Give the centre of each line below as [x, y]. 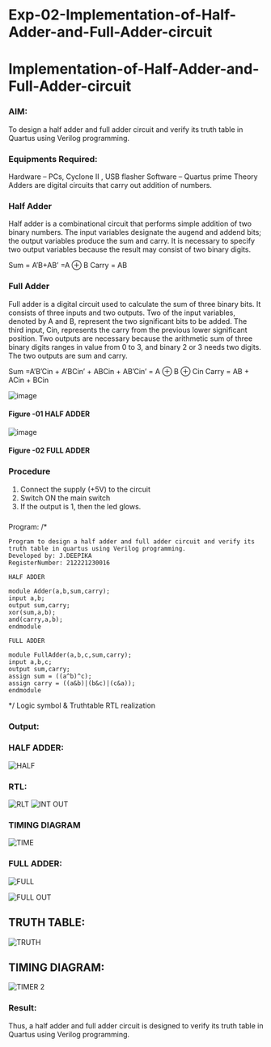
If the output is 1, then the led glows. [80, 506]
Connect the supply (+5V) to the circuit [85, 489]
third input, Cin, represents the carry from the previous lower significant [128, 330]
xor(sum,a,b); [32, 612]
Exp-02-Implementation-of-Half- [123, 15]
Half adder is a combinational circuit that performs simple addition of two [130, 223]
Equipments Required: [53, 159]
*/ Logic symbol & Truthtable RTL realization [82, 705]
